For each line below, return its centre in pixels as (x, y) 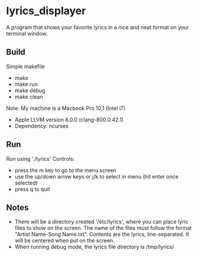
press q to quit (32, 189)
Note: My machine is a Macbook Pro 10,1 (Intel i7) (66, 108)
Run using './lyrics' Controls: (40, 158)
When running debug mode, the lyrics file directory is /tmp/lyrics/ (94, 247)
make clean (29, 96)
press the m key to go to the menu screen (65, 170)
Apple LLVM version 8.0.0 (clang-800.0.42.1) (69, 119)
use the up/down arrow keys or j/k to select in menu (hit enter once (97, 176)
